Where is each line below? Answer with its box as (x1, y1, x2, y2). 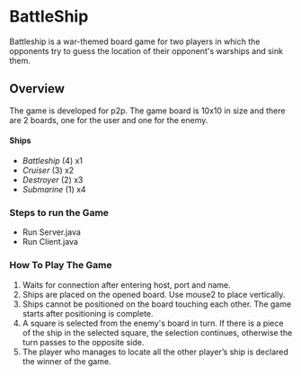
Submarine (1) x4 (22, 184, 87, 194)
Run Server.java (22, 227, 81, 237)
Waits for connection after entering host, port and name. (22, 279, 231, 290)
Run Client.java (22, 237, 79, 247)
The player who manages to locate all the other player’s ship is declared (22, 346, 289, 357)
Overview (9, 81, 66, 96)
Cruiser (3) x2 (22, 165, 75, 175)
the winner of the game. (22, 355, 111, 366)
